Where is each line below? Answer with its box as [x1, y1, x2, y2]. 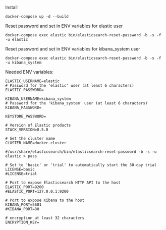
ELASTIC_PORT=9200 [5, 185, 44, 190]
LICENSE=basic [5, 167, 35, 172]
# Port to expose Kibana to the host [5, 198, 85, 203]
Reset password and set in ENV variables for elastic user [5, 23, 123, 29]
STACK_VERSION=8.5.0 [5, 127, 49, 132]
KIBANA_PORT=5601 [5, 202, 42, 207]
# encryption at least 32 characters [5, 215, 85, 220]
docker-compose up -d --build [5, 14, 69, 19]
